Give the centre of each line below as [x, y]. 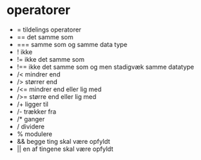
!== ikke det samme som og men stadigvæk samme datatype [105, 67]
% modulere [34, 134]
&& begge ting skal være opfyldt [63, 141]
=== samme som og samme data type [72, 44]
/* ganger [31, 119]
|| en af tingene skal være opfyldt [65, 149]
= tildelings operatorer [49, 29]
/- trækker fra [37, 112]
